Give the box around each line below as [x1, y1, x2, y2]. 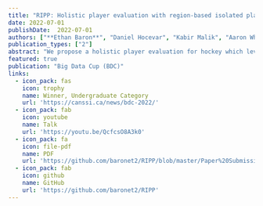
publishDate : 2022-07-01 [8, 26, 92, 34]
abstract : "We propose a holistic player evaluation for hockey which [8, 48, 243, 56]
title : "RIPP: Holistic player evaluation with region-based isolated [8, 11, 243, 20]
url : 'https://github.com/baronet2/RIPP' [22, 186, 159, 194]
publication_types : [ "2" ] [8, 41, 92, 49]
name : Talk [22, 121, 58, 128]
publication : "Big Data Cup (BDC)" [8, 63, 124, 70]
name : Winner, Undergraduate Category [22, 92, 149, 99]
